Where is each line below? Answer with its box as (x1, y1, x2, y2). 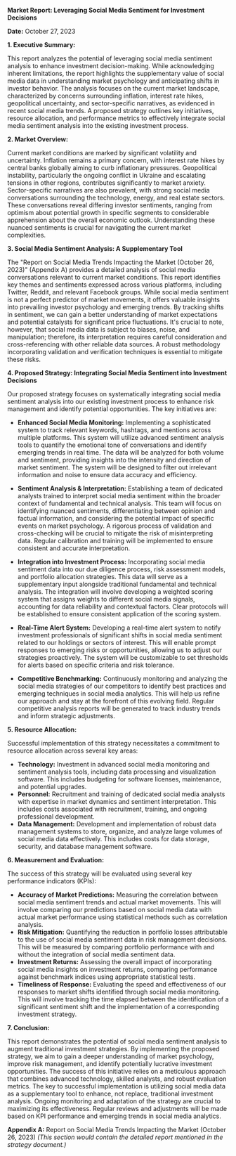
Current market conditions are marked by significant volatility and (7, 149, 197, 157)
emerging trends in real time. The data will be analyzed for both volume (17, 448, 224, 456)
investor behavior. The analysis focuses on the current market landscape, (7, 84, 220, 92)
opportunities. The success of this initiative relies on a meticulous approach (7, 1067, 226, 1075)
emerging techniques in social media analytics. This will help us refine (17, 689, 220, 698)
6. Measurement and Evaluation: (7, 856, 104, 864)
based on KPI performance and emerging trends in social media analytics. (7, 1112, 221, 1120)
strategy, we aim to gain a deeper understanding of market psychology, (7, 1052, 214, 1060)
